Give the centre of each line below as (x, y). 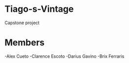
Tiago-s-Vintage (39, 9)
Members (25, 43)
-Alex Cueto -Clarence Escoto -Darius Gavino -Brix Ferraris (64, 56)
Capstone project (22, 23)
